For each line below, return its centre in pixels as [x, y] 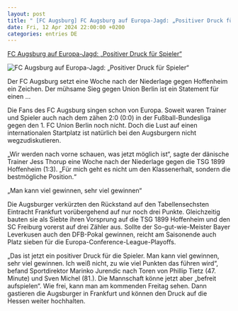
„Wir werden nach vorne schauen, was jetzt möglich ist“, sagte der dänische [118, 154]
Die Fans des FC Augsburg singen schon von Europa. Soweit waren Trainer [117, 110]
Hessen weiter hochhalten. [46, 301]
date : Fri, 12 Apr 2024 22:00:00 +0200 [66, 27]
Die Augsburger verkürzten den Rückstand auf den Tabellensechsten [108, 204]
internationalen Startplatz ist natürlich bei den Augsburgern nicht [102, 133]
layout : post [27, 14]
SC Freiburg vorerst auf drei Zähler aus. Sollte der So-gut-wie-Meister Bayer [119, 227]
